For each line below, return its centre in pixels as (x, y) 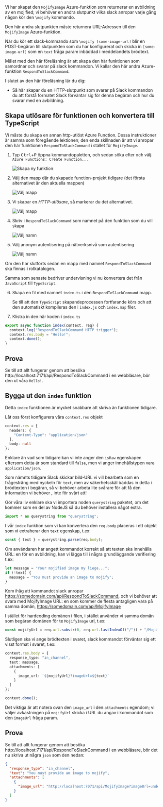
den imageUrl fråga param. (32, 718)
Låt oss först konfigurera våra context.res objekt (54, 417)
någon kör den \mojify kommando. (40, 17)
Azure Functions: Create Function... (50, 159)
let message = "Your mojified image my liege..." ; (57, 568)
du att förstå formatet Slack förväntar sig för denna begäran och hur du (83, 95)
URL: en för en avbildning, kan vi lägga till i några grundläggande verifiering (81, 554)
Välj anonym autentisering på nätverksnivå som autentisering (73, 244)
